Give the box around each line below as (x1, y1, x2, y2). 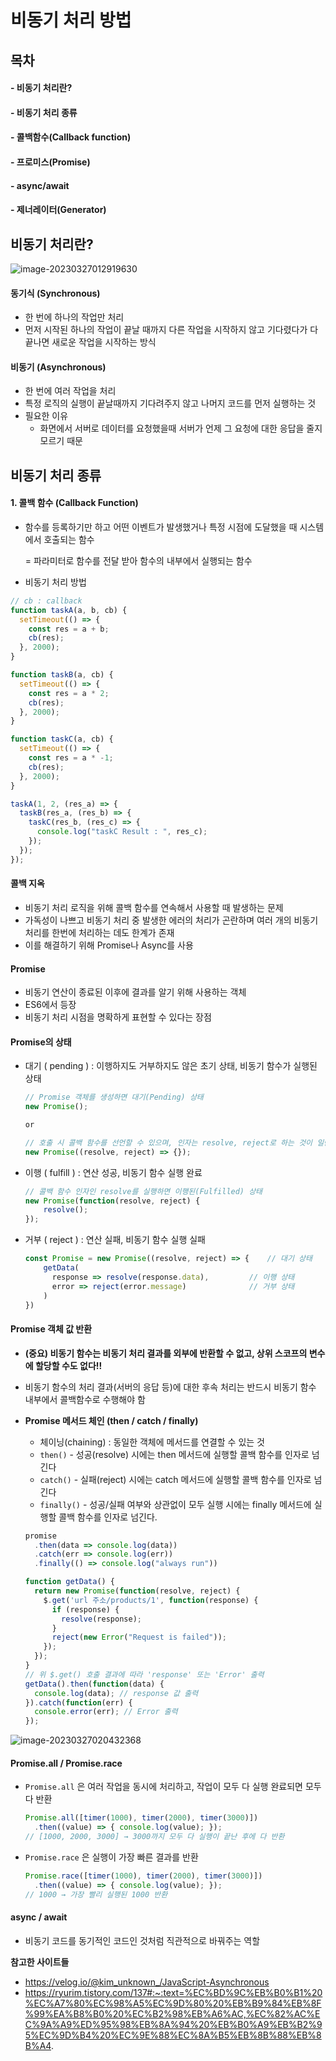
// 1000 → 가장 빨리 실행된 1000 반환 (24, 1889, 168, 1900)
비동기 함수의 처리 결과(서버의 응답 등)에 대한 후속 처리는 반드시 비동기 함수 (24, 1381, 317, 1393)
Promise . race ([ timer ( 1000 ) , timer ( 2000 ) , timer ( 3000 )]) (24, 1871, 263, 1881)
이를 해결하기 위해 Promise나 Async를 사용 (24, 939, 194, 951)
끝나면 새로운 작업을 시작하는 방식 (24, 336, 157, 348)
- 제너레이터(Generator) (10, 204, 107, 216)
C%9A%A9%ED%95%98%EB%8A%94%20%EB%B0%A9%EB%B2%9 (24, 2018, 323, 2030)
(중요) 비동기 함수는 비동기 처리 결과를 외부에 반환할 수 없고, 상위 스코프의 (24, 1347, 308, 1359)
